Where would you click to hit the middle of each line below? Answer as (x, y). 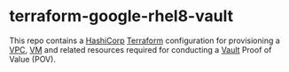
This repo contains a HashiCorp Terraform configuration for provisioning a (145, 40)
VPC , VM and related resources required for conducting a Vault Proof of (141, 49)
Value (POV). (32, 59)
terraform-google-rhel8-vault (121, 16)
